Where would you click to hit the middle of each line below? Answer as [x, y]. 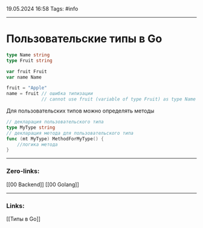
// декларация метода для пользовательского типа [70, 133]
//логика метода [38, 145]
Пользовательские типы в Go [84, 39]
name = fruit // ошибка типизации [50, 94]
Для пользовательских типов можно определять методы [80, 111]
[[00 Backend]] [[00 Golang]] [43, 184]
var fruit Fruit [27, 71]
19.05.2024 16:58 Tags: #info [42, 9]
